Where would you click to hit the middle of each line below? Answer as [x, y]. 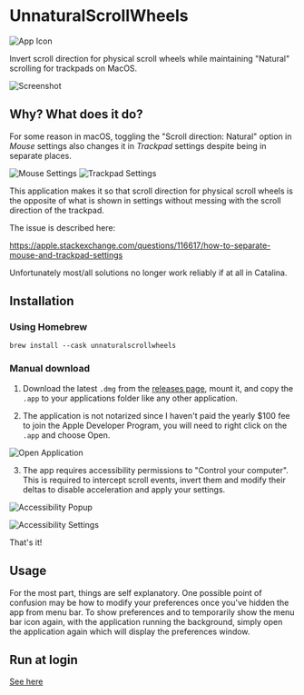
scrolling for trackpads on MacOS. [74, 68]
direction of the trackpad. [57, 210]
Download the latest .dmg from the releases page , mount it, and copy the [157, 388]
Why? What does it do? [76, 114]
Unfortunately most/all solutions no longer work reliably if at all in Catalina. [148, 273]
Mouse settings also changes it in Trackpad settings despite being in [138, 145]
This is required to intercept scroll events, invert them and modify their [154, 480]
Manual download [50, 369]
